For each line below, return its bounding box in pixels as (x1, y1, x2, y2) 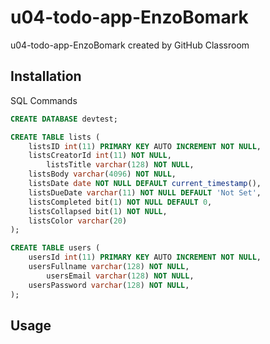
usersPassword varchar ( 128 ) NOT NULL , (28, 280, 190, 290)
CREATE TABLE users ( (10, 243, 101, 253)
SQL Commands (10, 94, 78, 106)
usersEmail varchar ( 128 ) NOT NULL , (46, 271, 195, 281)
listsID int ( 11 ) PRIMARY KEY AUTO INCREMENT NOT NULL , (28, 141, 262, 151)
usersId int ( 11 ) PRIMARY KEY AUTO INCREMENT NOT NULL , (28, 252, 262, 263)
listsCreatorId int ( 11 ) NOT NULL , (28, 151, 172, 161)
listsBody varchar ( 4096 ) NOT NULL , (28, 169, 177, 180)
